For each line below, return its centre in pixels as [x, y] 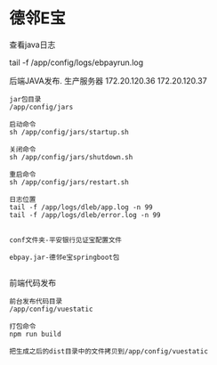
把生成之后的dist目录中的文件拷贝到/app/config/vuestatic [109, 351]
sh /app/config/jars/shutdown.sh [71, 157]
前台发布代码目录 [36, 301]
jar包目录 [25, 99]
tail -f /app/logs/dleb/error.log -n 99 [85, 215]
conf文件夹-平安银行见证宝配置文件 [66, 240]
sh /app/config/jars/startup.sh [69, 132]
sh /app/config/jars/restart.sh [69, 182]
